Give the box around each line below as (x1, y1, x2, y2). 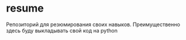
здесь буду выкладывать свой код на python (6, 27, 118, 34)
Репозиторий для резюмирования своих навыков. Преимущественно (6, 21, 180, 28)
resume (6, 2, 44, 15)
